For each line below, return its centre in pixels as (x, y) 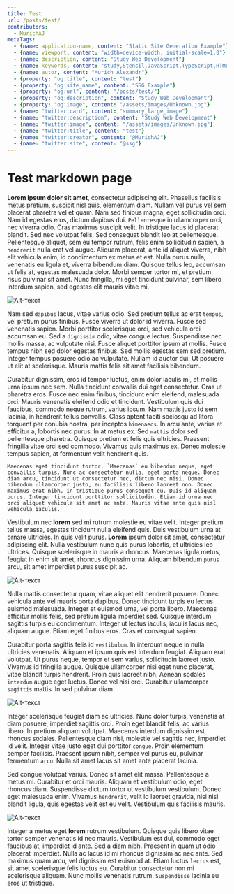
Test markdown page (70, 178)
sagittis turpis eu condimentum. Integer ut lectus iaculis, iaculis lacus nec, (113, 623)
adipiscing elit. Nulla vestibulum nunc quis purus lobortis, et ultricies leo (110, 545)
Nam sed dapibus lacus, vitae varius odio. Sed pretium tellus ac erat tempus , (115, 314)
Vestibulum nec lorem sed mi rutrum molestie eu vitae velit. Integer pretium (115, 522)
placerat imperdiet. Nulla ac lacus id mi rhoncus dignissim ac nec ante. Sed (115, 853)
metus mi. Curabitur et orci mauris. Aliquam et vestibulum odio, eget (105, 782)
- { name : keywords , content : (56, 66)
